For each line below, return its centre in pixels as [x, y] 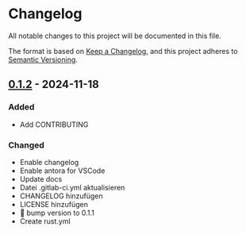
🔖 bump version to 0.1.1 [57, 213]
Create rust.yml [45, 221]
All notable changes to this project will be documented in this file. [115, 36]
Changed [27, 145]
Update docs [41, 178]
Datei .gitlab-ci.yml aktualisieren [72, 187]
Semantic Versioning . [43, 59]
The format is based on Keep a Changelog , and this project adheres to [123, 51]
